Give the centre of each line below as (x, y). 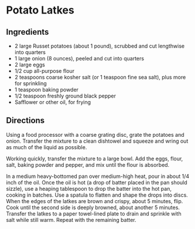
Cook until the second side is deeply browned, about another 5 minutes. (93, 207)
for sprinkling (30, 83)
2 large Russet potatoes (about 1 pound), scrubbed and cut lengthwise (100, 46)
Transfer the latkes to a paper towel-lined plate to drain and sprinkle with (94, 213)
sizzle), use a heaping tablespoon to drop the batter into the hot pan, (89, 188)
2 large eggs (30, 65)
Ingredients (28, 32)
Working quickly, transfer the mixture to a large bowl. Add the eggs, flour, (95, 159)
